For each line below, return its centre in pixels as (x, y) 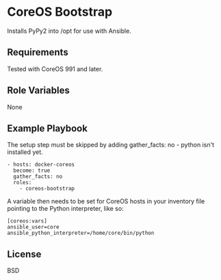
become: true (32, 171)
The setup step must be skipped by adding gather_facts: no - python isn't (110, 145)
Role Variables (38, 91)
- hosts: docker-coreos (41, 165)
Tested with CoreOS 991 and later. (55, 68)
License (24, 254)
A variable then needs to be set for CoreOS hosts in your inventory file (106, 201)
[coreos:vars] (27, 221)
